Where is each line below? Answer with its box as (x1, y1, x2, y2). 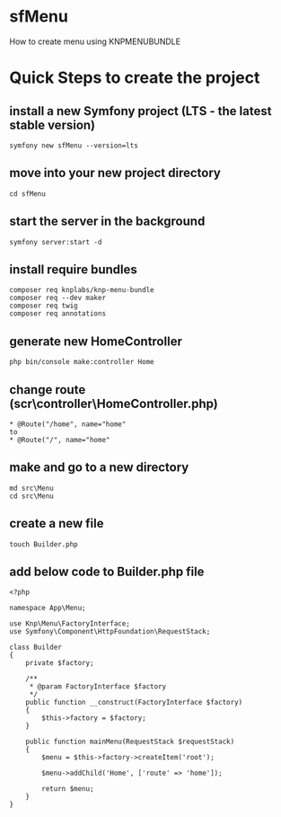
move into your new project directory (9, 165, 222, 181)
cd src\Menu (9, 492, 54, 501)
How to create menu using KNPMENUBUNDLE (9, 36, 181, 47)
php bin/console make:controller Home (9, 358, 154, 367)
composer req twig (9, 301, 78, 311)
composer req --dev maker (9, 294, 106, 303)
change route (9, 382, 86, 397)
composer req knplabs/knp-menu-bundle (9, 286, 154, 295)
